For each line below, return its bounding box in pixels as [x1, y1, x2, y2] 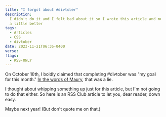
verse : [5, 48, 19, 53]
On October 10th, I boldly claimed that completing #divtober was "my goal [5, 71, 156, 77]
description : [5, 12, 32, 17]
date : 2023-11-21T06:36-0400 [5, 44, 65, 49]
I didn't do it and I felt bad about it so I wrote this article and [9, 16, 156, 21]
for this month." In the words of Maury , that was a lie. [5, 77, 113, 82]
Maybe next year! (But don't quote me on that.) [5, 106, 101, 112]
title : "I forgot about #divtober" [5, 7, 79, 12]
